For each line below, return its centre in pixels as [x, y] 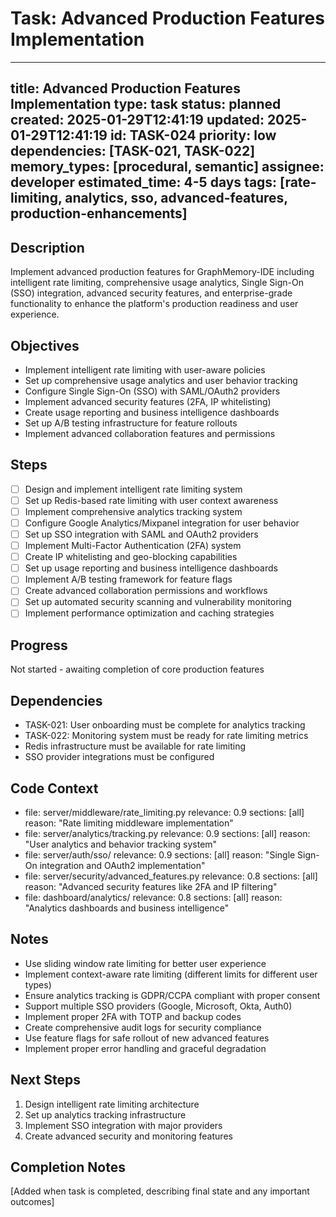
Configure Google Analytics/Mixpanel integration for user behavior [162, 523]
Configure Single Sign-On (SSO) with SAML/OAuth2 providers [152, 391]
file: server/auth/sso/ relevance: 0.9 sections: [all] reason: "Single [160, 854]
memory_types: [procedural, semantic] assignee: [167, 167]
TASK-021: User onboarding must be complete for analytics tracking [165, 725]
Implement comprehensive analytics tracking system [133, 511]
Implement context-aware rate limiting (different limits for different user [171, 974]
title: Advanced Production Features [125, 88]
